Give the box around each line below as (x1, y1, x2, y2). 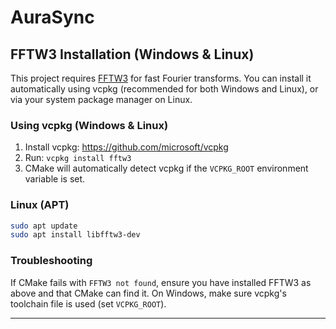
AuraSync (10, 6, 95, 29)
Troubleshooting (10, 254, 93, 268)
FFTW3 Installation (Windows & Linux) (10, 46, 255, 63)
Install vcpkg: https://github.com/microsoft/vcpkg (24, 141, 229, 153)
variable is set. (24, 173, 86, 185)
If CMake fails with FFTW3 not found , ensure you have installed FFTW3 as (10, 276, 312, 288)
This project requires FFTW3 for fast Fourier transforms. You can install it (10, 72, 312, 84)
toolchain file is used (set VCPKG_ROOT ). (10, 297, 167, 310)
